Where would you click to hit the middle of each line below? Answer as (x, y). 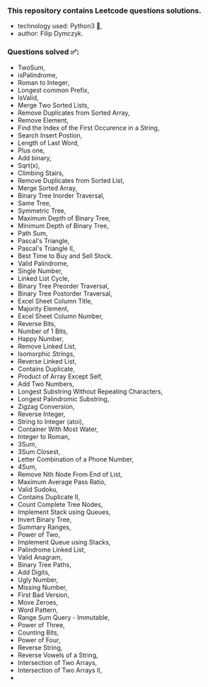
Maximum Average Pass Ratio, (62, 481)
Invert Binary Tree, (45, 519)
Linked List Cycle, (44, 278)
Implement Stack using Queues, (64, 512)
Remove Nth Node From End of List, (70, 474)
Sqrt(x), (29, 165)
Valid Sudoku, (38, 489)
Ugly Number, (38, 579)
